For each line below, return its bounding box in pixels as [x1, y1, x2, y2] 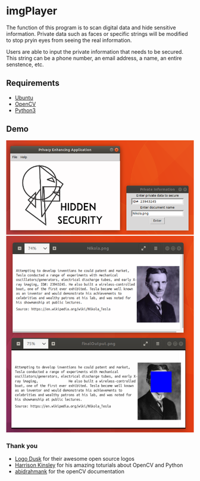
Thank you [6, 442, 37, 450]
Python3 [14, 106, 36, 114]
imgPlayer [6, 4, 58, 18]
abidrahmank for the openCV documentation [14, 468, 125, 475]
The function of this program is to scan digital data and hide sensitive [6, 24, 176, 31]
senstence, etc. [6, 61, 44, 68]
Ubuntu [14, 94, 34, 101]
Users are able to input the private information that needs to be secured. [6, 48, 183, 55]
